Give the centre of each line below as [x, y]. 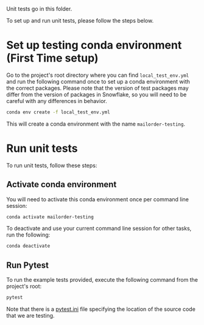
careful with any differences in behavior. [57, 101]
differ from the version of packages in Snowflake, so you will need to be [97, 95]
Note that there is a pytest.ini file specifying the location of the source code [101, 309]
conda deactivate [28, 246]
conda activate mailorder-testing [50, 217]
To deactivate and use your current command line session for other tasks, [99, 229]
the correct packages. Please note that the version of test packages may [97, 88]
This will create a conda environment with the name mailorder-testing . [96, 124]
